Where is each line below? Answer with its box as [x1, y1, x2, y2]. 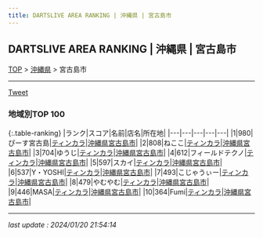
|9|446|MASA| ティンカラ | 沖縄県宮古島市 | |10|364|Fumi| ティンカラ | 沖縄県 [8, 187, 245, 196]
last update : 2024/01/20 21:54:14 [8, 220, 117, 229]
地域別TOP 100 [8, 109, 65, 120]
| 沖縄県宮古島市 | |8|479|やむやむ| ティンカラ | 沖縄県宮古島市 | [15, 177, 210, 187]
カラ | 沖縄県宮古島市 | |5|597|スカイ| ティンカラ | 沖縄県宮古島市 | [21, 158, 223, 167]
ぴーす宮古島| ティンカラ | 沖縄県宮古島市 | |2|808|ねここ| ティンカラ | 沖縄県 [8, 138, 244, 148]
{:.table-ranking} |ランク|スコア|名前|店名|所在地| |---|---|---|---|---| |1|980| [8, 128, 254, 137]
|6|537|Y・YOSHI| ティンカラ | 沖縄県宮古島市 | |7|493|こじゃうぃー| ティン [8, 167, 243, 177]
